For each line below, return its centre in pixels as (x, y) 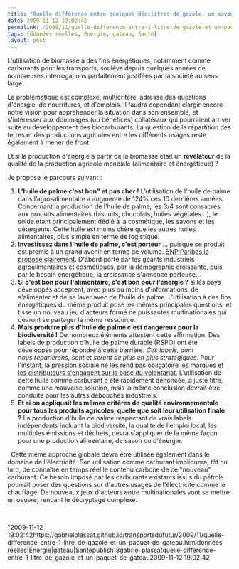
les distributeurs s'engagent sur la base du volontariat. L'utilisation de (119, 373)
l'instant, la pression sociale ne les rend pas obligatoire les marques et (121, 365)
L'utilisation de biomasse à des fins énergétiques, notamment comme (109, 60)
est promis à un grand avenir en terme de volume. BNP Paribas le (113, 252)
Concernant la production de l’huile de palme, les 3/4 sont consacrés (119, 206)
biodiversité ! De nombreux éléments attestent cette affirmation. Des (119, 335)
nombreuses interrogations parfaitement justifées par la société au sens (113, 76)
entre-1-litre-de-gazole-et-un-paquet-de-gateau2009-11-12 (95, 558)
